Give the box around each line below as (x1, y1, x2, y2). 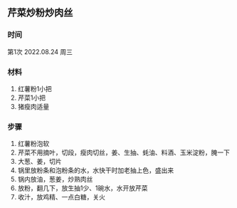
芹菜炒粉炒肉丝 (7, 6, 73, 19)
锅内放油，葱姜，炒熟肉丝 (17, 175, 93, 184)
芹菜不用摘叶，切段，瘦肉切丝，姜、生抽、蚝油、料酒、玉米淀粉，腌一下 (17, 148, 230, 157)
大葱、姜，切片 (17, 157, 62, 166)
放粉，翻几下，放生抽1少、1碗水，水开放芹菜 (17, 184, 148, 192)
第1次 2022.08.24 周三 (7, 47, 73, 56)
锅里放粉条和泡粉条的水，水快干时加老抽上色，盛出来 (17, 166, 174, 175)
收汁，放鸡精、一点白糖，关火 (17, 193, 105, 202)
